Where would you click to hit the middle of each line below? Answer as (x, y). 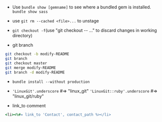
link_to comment (29, 106)
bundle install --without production (51, 82)
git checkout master (26, 63)
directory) (22, 36)
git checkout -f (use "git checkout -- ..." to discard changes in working (84, 30)
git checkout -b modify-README (37, 54)
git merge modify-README (31, 68)
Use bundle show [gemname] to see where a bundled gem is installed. (81, 7)
